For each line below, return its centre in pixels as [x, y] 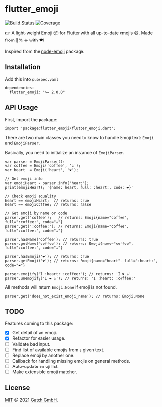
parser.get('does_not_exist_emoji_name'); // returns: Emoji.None [75, 296]
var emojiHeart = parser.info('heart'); [47, 183]
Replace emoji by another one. [43, 355]
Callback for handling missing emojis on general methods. [71, 361]
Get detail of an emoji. [35, 333]
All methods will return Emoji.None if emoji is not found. [61, 287]
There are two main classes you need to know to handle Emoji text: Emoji [80, 137]
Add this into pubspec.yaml [32, 79]
